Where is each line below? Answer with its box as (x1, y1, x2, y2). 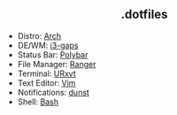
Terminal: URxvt (17, 68, 77, 79)
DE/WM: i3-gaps (17, 40, 79, 50)
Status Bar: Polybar (17, 49, 88, 60)
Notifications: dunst (17, 87, 90, 97)
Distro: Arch (17, 30, 62, 41)
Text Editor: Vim (17, 77, 76, 88)
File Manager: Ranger (17, 58, 96, 69)
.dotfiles (120, 7, 168, 22)
